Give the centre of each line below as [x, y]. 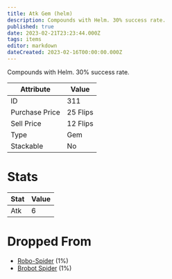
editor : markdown [32, 46]
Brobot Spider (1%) [44, 268]
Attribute [35, 89]
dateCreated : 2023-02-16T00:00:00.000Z [65, 53]
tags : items [24, 40]
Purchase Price [35, 112]
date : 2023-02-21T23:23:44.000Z [54, 33]
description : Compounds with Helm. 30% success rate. [87, 20]
